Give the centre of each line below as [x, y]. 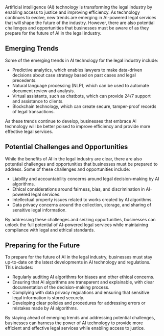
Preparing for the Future [43, 246]
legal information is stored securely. [48, 298]
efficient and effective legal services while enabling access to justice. [75, 328]
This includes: [19, 267]
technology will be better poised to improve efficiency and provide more [78, 126]
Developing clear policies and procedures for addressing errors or [79, 303]
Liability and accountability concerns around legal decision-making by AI [85, 179]
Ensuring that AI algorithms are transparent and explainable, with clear [83, 282]
